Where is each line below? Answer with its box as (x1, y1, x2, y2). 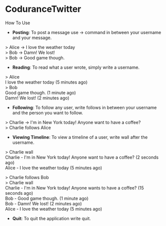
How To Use (5, 20, 31, 26)
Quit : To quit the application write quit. (12, 215, 91, 221)
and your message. (12, 35, 52, 41)
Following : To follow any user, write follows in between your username (12, 104, 157, 110)
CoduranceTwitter (5, 3, 81, 15)
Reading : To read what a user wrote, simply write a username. (12, 64, 140, 70)
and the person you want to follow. (12, 110, 83, 116)
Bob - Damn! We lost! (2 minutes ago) (5, 200, 82, 206)
